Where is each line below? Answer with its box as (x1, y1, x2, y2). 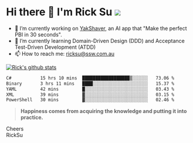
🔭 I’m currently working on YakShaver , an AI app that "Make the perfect (14, 25, 187, 32)
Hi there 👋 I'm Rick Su (6, 5, 113, 19)
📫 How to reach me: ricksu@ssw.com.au (14, 50, 115, 57)
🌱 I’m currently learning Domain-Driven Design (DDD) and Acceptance (14, 37, 185, 44)
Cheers (6, 125, 24, 132)
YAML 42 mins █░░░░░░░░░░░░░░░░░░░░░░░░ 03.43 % (6, 86, 175, 92)
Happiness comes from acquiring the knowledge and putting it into (20, 108, 187, 115)
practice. (20, 114, 43, 121)
